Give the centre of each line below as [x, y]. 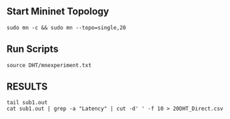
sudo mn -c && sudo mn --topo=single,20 [67, 27]
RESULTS [27, 87]
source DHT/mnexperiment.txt [49, 65]
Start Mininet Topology [58, 12]
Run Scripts [33, 49]
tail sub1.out [27, 103]
